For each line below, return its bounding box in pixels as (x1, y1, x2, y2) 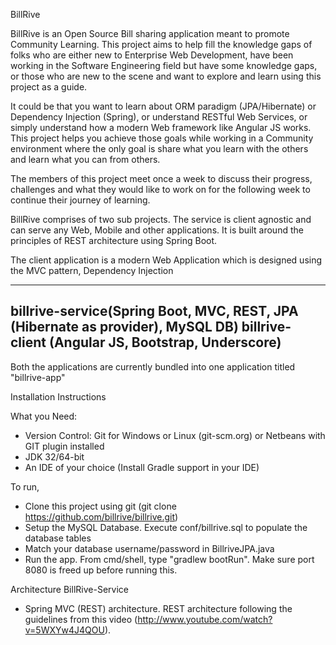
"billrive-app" (10, 371, 66, 383)
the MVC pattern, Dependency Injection (10, 265, 174, 276)
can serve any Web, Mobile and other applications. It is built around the (10, 224, 304, 236)
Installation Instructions (10, 390, 107, 403)
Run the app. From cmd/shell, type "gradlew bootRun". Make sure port (24, 553, 315, 565)
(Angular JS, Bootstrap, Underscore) (48, 334, 282, 351)
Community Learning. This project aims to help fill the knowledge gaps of (10, 39, 313, 50)
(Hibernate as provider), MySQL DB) (10, 319, 239, 336)
